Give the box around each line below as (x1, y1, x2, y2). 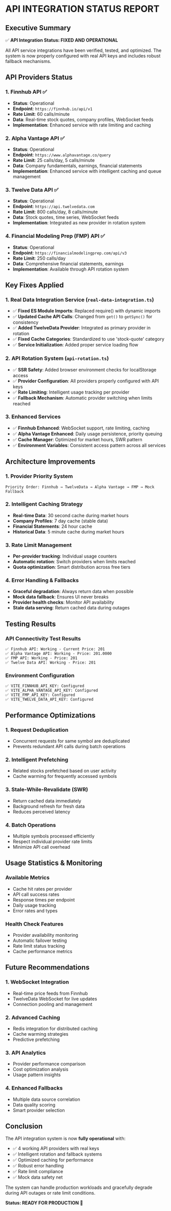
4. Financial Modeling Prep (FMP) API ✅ (5, 233, 105, 240)
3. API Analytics (5, 1049, 46, 1056)
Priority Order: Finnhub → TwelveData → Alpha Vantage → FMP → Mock (5, 484, 155, 489)
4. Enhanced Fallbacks (5, 1084, 63, 1092)
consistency (12, 319, 39, 325)
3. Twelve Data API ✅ (5, 186, 59, 193)
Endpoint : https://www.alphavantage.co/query (12, 152, 111, 158)
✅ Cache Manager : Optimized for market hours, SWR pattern (12, 436, 142, 442)
